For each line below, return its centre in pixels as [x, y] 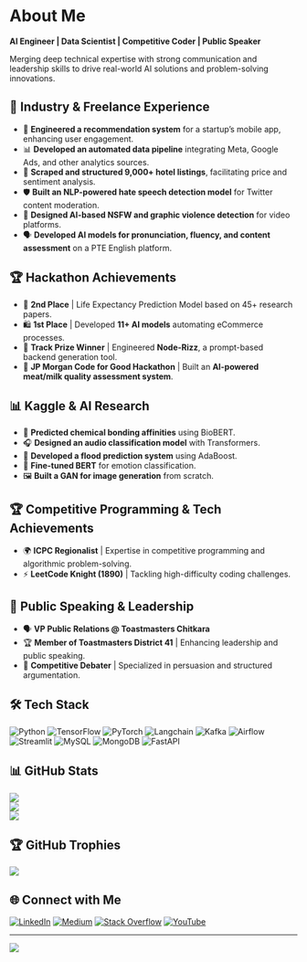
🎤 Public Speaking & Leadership [102, 606]
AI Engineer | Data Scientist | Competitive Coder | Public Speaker [135, 41]
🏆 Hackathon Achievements [93, 278]
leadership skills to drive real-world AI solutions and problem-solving [139, 69]
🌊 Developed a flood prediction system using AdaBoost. [130, 456]
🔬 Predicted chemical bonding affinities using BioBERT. [129, 433]
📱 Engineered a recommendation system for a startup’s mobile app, [152, 129]
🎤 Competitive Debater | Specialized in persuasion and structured [147, 665]
